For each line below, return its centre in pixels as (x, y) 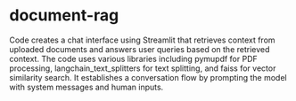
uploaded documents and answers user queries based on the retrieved (140, 49)
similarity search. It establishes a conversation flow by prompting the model (148, 77)
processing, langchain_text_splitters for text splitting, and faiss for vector (143, 68)
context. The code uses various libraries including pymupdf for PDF (134, 58)
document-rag (64, 16)
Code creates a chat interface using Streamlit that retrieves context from (142, 40)
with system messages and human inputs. (86, 87)
